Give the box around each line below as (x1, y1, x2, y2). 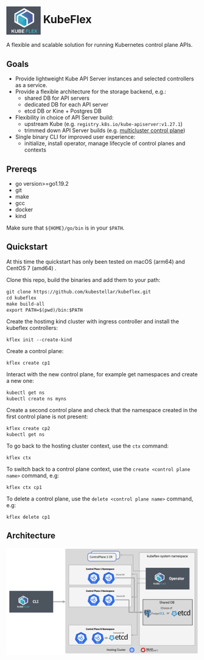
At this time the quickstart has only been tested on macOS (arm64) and (6, 258, 185, 265)
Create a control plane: (6, 347, 64, 354)
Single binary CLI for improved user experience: (15, 133, 136, 141)
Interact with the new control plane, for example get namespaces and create (6, 370, 198, 377)
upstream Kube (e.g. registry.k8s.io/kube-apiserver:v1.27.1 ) (24, 121, 183, 128)
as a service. (15, 82, 47, 89)
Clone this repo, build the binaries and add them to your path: (6, 276, 161, 283)
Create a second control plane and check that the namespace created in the (6, 406, 198, 413)
